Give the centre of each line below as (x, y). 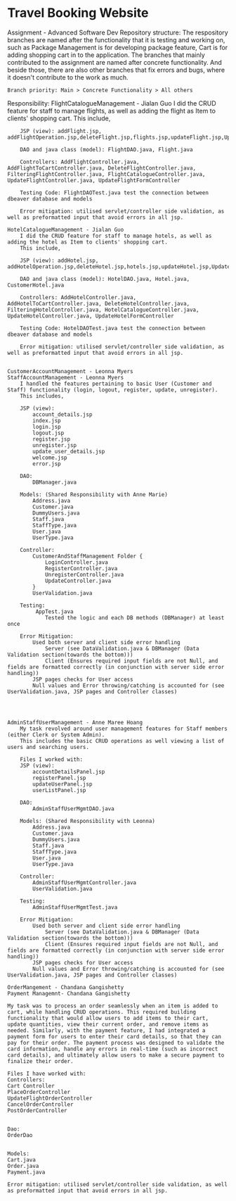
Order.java (23, 1166)
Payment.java (26, 1172)
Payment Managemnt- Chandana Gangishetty (69, 993)
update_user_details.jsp (69, 451)
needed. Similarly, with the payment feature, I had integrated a (106, 1030)
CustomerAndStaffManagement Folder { (87, 556)
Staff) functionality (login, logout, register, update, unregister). (113, 390)
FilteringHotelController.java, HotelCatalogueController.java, (103, 310)
